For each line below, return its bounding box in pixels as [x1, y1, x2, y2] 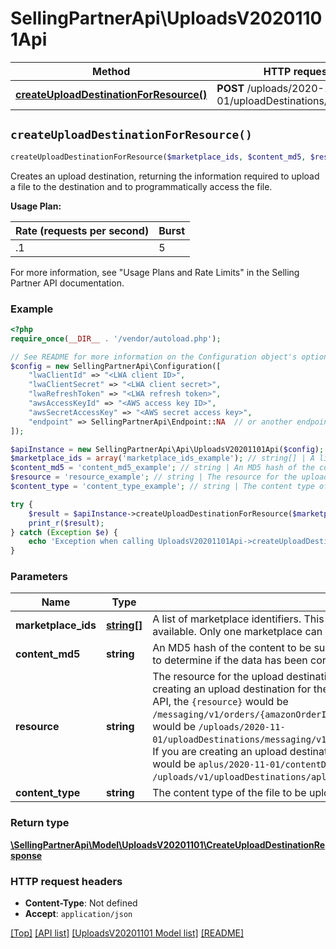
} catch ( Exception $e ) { [10, 527, 118, 537]
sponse [10, 849, 43, 861]
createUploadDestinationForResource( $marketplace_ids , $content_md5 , [10, 152, 307, 162]
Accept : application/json [24, 908, 133, 920]
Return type [10, 816, 70, 830]
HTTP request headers [10, 874, 123, 888]
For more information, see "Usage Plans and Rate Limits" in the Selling [10, 266, 300, 278]
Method [92, 64, 131, 78]
